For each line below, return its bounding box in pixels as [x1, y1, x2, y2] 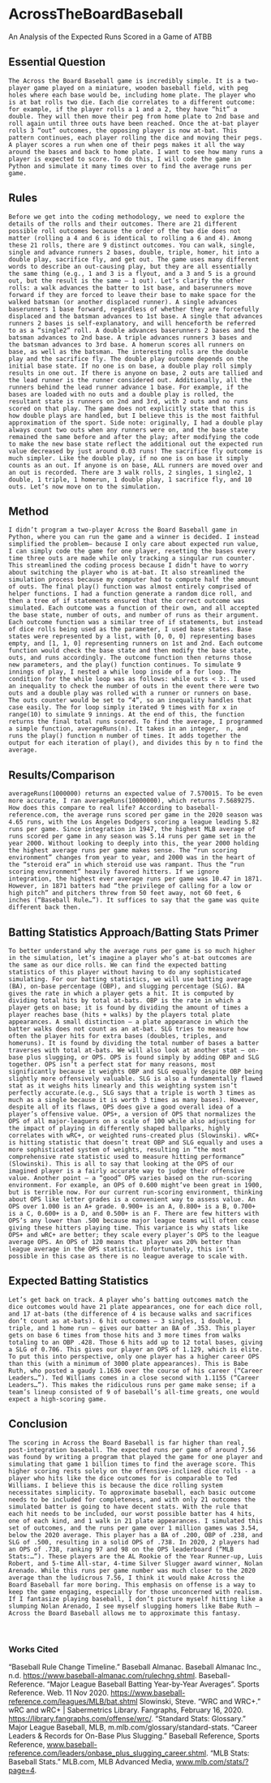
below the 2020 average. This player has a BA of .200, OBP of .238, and [8, 1531, 264, 1539]
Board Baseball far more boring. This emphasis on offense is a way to [8, 1580, 256, 1589]
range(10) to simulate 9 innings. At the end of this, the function [8, 711, 245, 719]
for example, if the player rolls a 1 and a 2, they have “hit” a [8, 105, 238, 114]
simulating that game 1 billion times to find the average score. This [8, 1460, 256, 1468]
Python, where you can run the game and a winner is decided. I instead [8, 533, 260, 541]
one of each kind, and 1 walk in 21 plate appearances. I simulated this [8, 1517, 264, 1525]
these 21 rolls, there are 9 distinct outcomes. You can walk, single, [8, 241, 256, 249]
